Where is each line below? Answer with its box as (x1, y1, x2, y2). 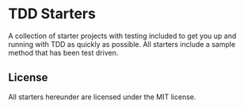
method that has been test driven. (8, 48, 119, 57)
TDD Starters (8, 5, 97, 23)
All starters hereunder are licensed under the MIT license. (8, 92, 196, 102)
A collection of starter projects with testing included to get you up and (8, 31, 237, 40)
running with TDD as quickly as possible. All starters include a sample (8, 39, 236, 48)
